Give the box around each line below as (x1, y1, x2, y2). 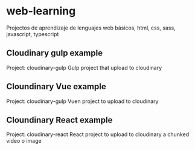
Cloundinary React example (6, 114, 113, 125)
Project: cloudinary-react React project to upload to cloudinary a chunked (6, 131, 190, 138)
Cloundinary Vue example (6, 81, 107, 92)
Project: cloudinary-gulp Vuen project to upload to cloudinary (6, 98, 159, 105)
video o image (6, 137, 42, 145)
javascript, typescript (6, 30, 59, 37)
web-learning (6, 4, 76, 18)
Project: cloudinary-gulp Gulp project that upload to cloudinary (6, 64, 162, 71)
